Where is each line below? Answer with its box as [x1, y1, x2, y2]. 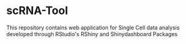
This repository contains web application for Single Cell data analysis [6, 24, 180, 31]
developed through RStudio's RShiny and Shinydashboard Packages [6, 30, 178, 37]
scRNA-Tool [6, 4, 68, 18]
